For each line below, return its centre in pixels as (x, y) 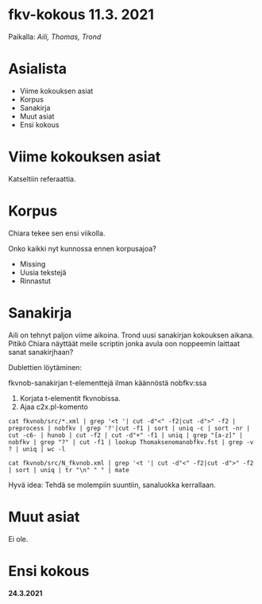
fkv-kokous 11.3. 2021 (81, 15)
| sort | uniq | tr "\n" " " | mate (69, 470)
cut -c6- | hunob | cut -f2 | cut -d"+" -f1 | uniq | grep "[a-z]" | (126, 435)
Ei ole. (18, 539)
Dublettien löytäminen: (45, 367)
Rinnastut (35, 281)
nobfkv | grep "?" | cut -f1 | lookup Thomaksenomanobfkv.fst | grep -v (131, 442)
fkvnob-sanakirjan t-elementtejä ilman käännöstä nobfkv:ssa (108, 383)
